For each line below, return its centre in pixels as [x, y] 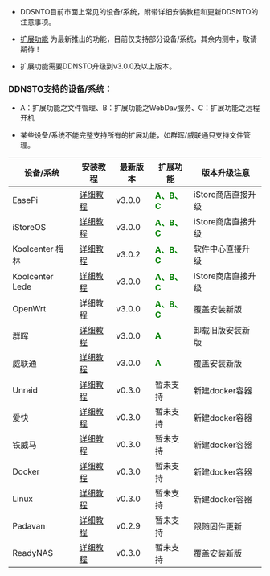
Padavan [29, 526]
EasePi [25, 200]
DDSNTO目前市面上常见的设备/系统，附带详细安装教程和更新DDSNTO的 [139, 12]
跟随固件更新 [218, 527]
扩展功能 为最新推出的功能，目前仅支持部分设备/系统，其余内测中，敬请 [138, 39]
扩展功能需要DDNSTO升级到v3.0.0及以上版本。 [98, 66]
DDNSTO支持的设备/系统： [60, 88]
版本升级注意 [226, 173]
